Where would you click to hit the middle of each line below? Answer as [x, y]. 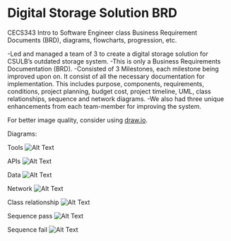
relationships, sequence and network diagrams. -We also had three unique [116, 99]
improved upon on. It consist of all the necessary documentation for [106, 76]
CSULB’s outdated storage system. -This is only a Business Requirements [114, 61]
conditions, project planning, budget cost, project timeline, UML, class [109, 91]
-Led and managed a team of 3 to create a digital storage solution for [108, 54]
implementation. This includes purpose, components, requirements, [106, 83]
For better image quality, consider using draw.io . [78, 120]
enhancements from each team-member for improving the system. [104, 106]
